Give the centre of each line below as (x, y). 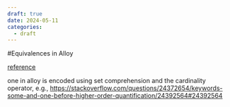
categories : (25, 27)
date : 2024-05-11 (33, 20)
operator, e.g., (28, 88)
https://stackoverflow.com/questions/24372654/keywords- (136, 88)
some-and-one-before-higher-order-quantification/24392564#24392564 (115, 96)
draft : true (25, 14)
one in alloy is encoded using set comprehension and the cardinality (107, 81)
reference (22, 67)
